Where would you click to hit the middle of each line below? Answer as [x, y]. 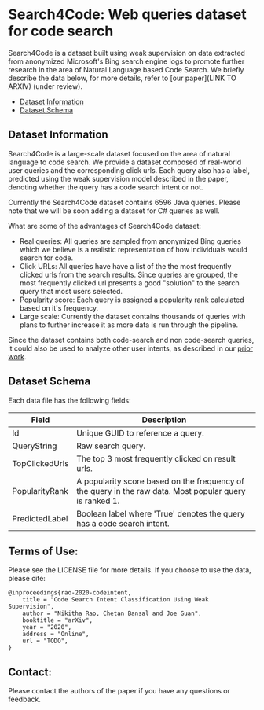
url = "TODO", [45, 641]
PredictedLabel [40, 518]
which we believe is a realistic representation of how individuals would [133, 249]
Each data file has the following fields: [70, 400]
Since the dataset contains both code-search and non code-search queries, [131, 340]
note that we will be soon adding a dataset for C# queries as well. [114, 211]
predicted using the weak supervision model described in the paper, [119, 178]
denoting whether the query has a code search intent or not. [106, 187]
